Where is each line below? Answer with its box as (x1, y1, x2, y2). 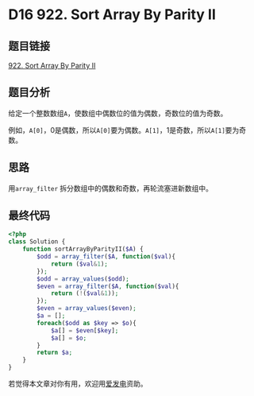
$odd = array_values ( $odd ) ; (37, 274, 129, 283)
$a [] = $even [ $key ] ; (50, 326, 119, 335)
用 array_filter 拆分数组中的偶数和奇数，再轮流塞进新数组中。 (8, 183, 213, 192)
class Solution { (8, 238, 66, 246)
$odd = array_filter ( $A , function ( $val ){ (37, 253, 176, 261)
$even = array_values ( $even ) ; (37, 305, 137, 313)
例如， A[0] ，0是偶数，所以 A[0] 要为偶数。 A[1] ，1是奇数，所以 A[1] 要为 (8, 125, 240, 134)
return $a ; (37, 348, 73, 357)
